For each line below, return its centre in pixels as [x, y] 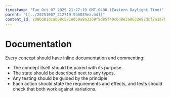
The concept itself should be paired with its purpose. [68, 68]
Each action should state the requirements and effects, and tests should [88, 84]
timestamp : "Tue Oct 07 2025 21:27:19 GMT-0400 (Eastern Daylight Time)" [85, 10]
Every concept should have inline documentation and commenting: [75, 58]
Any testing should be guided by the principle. [60, 78]
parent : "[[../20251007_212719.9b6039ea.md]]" [55, 15]
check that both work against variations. [54, 89]
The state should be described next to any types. [64, 73]
